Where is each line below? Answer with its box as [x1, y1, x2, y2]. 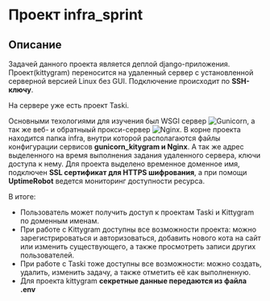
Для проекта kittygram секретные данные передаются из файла [19, 276, 247, 286]
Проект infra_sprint [8, 6, 143, 24]
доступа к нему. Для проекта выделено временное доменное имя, [8, 159, 240, 169]
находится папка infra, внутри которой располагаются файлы [8, 133, 221, 143]
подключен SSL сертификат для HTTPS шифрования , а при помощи [8, 168, 247, 177]
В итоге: [8, 192, 36, 201]
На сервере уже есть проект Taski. [8, 101, 130, 110]
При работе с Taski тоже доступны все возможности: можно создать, [19, 259, 262, 268]
